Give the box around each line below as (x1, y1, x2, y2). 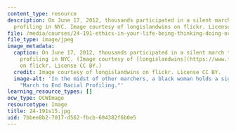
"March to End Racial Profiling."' (20, 82, 124, 89)
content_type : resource (7, 10, 77, 17)
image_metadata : (7, 43, 55, 50)
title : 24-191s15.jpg (7, 108, 71, 115)
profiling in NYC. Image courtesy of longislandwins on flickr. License (13, 23, 231, 30)
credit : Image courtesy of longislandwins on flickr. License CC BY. (13, 68, 221, 75)
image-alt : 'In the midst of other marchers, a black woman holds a (13, 75, 218, 82)
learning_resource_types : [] (7, 88, 93, 95)
